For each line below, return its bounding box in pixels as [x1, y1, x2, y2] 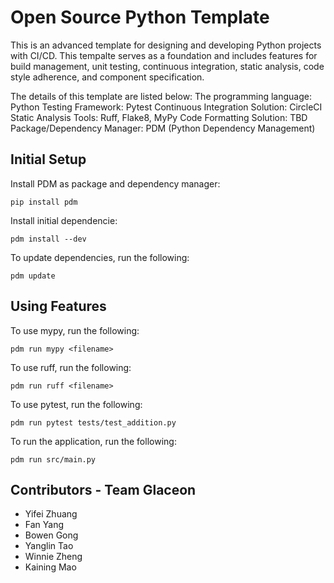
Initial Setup [10, 151, 87, 168]
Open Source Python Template [10, 6, 270, 29]
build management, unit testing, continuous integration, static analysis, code [10, 60, 325, 72]
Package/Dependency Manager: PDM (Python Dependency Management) [10, 122, 316, 134]
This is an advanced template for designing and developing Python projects [10, 39, 322, 51]
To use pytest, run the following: [10, 398, 143, 410]
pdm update [10, 271, 56, 281]
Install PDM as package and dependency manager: [10, 177, 221, 190]
